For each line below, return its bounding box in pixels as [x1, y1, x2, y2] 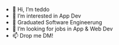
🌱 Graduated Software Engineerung [12, 19, 102, 26]
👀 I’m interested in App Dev [12, 12, 82, 19]
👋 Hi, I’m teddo [12, 6, 50, 13]
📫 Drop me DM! [12, 32, 53, 39]
